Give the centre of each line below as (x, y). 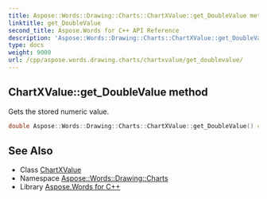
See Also (31, 151)
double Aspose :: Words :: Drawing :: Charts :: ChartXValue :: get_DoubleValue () (131, 126)
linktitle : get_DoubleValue (55, 23)
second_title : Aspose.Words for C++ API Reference (94, 30)
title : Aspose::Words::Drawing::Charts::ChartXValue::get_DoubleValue (128, 16)
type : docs (26, 45)
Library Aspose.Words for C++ (70, 187)
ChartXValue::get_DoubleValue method (108, 92)
